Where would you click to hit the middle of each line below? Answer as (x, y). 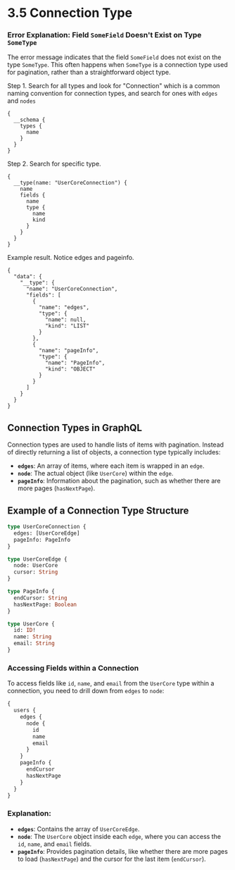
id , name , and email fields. (55, 844)
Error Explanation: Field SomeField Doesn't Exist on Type (104, 35)
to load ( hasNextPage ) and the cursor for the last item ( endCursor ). (112, 859)
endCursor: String (41, 598)
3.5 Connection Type (70, 13)
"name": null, (65, 320)
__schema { (30, 120)
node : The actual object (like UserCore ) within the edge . (95, 473)
